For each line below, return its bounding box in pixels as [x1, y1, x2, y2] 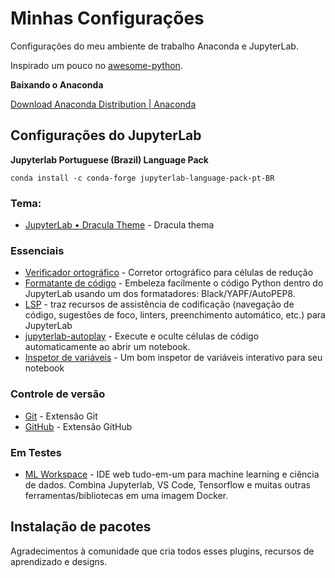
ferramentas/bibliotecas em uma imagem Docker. [24, 489, 229, 501]
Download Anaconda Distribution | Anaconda [10, 98, 197, 110]
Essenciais [10, 243, 65, 257]
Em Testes [10, 445, 63, 459]
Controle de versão [10, 387, 106, 401]
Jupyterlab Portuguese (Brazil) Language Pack [10, 153, 209, 166]
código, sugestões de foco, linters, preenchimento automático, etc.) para [24, 309, 326, 321]
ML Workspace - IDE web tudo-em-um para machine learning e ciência [24, 468, 320, 480]
